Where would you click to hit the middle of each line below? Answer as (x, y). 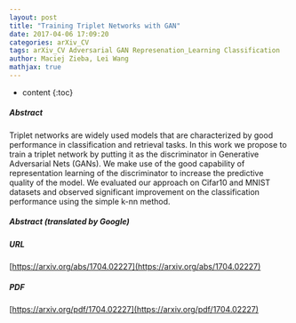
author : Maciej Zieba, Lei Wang (69, 59)
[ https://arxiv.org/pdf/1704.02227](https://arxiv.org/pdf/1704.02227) (134, 310)
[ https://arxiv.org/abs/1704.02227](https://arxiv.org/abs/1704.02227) (135, 267)
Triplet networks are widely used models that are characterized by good (141, 135)
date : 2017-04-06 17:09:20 (59, 34)
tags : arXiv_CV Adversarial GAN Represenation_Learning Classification (144, 51)
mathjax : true (36, 68)
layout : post (33, 17)
